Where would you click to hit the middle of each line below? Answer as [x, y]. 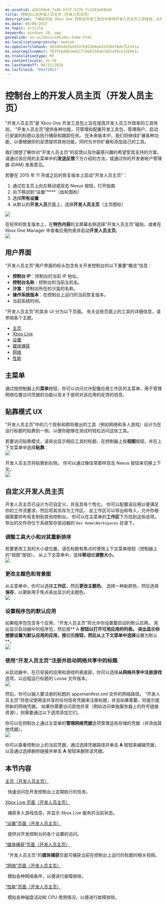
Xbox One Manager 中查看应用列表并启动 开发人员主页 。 [63, 230]
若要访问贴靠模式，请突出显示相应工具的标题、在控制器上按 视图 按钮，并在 [81, 441]
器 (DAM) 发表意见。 [26, 164]
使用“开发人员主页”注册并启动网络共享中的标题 [61, 660]
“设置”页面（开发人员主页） [33, 824]
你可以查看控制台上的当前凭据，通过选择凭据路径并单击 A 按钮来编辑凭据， [82, 745]
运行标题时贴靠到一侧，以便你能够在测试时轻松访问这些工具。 [68, 431]
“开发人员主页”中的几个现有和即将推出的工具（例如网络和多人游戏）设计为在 [83, 425]
